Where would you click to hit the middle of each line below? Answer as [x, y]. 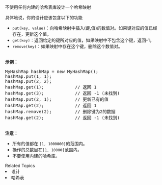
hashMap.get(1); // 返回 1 [51, 87]
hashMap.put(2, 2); [28, 81]
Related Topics [20, 166]
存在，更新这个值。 [32, 34]
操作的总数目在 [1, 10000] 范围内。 [47, 150]
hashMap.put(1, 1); [28, 77]
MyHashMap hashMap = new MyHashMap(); [52, 72]
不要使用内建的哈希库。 [36, 156]
